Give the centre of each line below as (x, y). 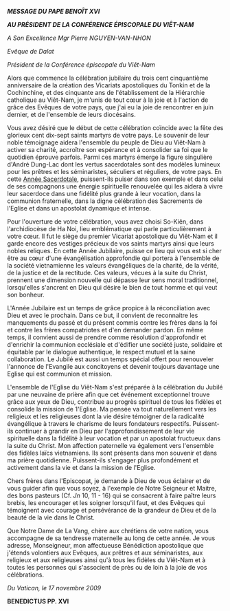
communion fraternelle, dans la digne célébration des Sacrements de (105, 201)
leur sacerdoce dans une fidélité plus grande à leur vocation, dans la (104, 194)
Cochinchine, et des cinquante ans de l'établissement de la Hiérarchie (106, 93)
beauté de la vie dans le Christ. (51, 517)
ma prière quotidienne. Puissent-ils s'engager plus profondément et (103, 460)
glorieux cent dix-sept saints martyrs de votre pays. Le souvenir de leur (108, 135)
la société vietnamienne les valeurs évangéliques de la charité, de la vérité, (113, 265)
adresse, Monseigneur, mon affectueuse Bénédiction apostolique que (105, 545)
